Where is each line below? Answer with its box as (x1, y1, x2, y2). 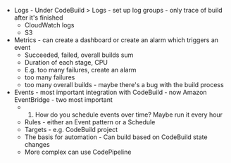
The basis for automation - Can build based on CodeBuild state (24, 133, 208, 141)
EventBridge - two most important (13, 96, 113, 104)
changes (24, 141, 51, 148)
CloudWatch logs (24, 21, 75, 29)
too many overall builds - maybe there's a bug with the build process (24, 81, 224, 89)
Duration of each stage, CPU (24, 58, 108, 66)
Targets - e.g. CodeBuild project (24, 126, 118, 133)
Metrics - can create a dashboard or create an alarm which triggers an (13, 36, 219, 44)
